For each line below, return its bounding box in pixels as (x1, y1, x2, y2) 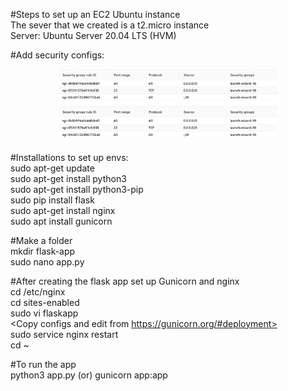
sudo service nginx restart (10, 328, 119, 340)
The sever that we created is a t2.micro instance (10, 19, 210, 31)
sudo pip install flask (10, 194, 95, 206)
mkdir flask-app (10, 245, 76, 257)
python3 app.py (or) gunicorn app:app (10, 369, 168, 381)
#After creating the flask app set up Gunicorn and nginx (10, 275, 240, 287)
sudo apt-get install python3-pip (10, 183, 144, 195)
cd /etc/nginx (10, 285, 66, 298)
